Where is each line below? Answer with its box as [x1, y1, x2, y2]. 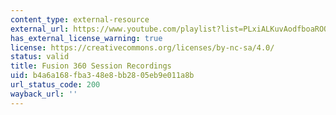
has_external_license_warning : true [10, 33, 163, 43]
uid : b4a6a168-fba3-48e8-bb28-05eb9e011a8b [10, 71, 195, 81]
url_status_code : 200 [10, 80, 101, 90]
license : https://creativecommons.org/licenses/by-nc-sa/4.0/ [10, 42, 275, 53]
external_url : [10, 24, 70, 34]
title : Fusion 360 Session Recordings [10, 61, 172, 71]
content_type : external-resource [10, 14, 150, 25]
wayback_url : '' [10, 89, 78, 99]
